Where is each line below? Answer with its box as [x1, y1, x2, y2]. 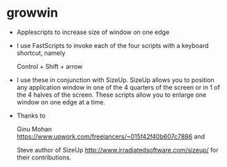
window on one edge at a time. [16, 97, 106, 106]
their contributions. [16, 153, 72, 161]
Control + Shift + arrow [16, 62, 83, 70]
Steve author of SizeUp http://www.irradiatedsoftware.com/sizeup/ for [16, 145, 219, 154]
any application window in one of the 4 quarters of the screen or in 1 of [16, 83, 221, 91]
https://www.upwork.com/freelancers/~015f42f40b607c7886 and [16, 132, 205, 141]
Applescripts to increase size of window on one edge [16, 28, 170, 36]
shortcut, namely [16, 49, 65, 57]
